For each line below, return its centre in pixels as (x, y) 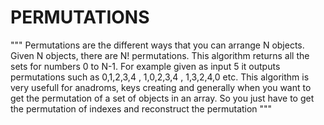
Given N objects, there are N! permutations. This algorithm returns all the (160, 55)
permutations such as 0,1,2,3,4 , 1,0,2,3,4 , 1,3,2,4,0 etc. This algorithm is (160, 77)
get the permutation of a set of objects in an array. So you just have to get (162, 98)
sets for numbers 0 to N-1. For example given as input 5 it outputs (145, 66)
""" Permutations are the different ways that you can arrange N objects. (157, 45)
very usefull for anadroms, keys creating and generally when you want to (161, 87)
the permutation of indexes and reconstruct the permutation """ (141, 108)
